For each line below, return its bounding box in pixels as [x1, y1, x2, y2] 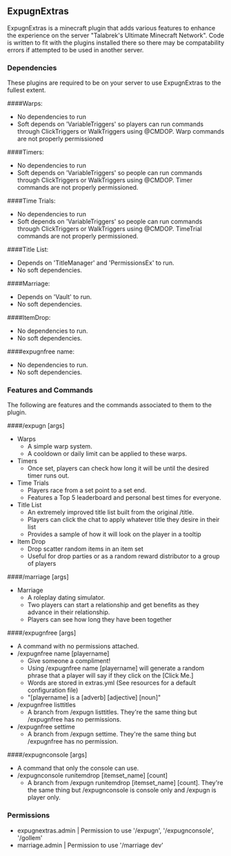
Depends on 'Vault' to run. [17, 293, 92, 301]
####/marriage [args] [7, 573, 69, 581]
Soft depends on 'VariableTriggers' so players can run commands [17, 120, 204, 128]
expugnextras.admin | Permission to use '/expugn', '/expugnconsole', [17, 826, 214, 835]
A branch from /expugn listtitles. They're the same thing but [27, 708, 198, 716]
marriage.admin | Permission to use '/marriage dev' [17, 841, 163, 849]
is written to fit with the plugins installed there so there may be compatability [7, 38, 225, 47]
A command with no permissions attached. [17, 642, 139, 651]
